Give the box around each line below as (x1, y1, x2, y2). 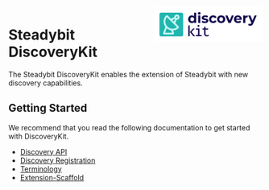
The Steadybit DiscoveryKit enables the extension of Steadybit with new (8, 69, 248, 79)
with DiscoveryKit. (8, 131, 69, 141)
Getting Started (8, 101, 88, 115)
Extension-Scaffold (19, 172, 85, 182)
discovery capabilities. (8, 78, 83, 88)
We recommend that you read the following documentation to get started (8, 122, 250, 132)
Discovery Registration (19, 155, 96, 165)
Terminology (19, 163, 62, 174)
